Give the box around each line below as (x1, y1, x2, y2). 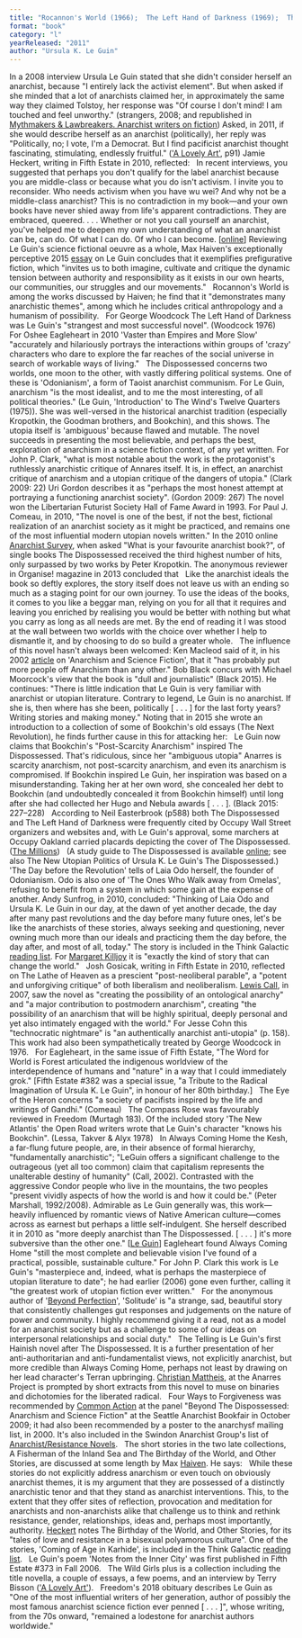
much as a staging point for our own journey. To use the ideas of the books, (9, 588, 289, 598)
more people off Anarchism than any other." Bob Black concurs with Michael (9, 664, 292, 675)
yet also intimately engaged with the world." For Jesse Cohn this (9, 1018, 248, 1029)
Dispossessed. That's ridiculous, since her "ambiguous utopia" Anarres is (9, 751, 282, 761)
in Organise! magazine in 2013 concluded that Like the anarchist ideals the (9, 569, 289, 580)
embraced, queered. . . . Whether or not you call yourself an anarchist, (9, 215, 270, 226)
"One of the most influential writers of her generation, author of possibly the (9, 1592, 291, 1603)
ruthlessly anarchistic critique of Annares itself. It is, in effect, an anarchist (9, 463, 283, 474)
